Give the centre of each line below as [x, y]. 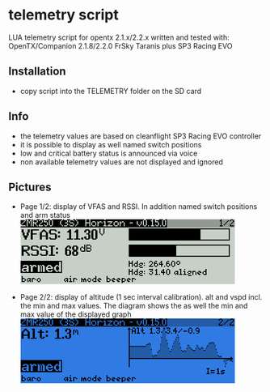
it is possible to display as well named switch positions [111, 144]
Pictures [30, 187]
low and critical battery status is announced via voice [109, 153]
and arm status [45, 215]
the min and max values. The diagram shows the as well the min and [134, 306]
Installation [37, 72]
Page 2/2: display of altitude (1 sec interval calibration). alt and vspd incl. [141, 297]
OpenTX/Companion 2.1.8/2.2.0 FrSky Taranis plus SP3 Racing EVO [120, 45]
